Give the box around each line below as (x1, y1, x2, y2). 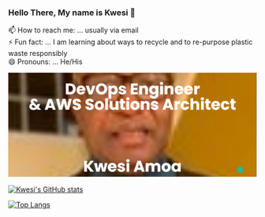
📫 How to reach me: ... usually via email (8, 25, 140, 35)
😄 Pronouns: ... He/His (8, 57, 83, 66)
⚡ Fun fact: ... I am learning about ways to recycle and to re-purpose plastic (8, 37, 253, 47)
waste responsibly (8, 49, 68, 58)
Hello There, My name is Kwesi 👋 (8, 7, 136, 18)
